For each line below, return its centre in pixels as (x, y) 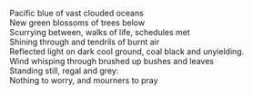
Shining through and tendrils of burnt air (85, 42)
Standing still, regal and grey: (64, 71)
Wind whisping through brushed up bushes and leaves (112, 61)
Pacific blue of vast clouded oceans (76, 13)
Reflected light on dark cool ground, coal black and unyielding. (127, 52)
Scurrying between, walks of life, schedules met (100, 32)
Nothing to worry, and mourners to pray (84, 80)
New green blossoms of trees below (77, 23)
